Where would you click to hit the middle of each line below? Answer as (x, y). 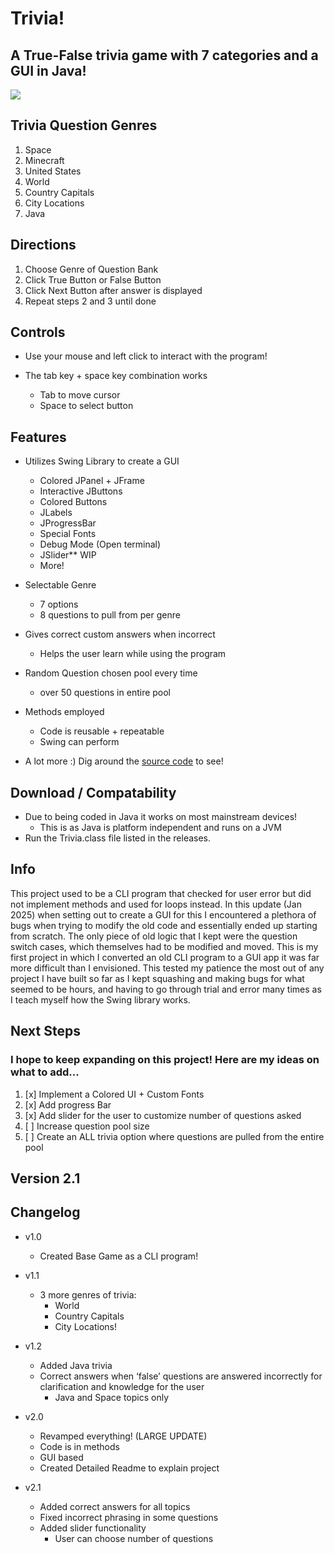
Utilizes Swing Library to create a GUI (102, 461)
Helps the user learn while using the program (133, 654)
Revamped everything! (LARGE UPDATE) (123, 1436)
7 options (59, 604)
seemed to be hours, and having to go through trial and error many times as (166, 989)
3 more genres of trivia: (88, 1294)
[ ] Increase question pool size (87, 1126)
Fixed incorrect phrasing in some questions (129, 1517)
